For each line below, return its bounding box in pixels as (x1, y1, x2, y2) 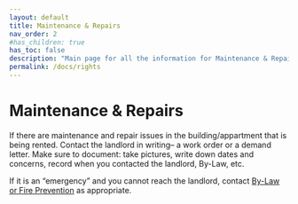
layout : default (9, 12, 69, 22)
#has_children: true (9, 37, 86, 47)
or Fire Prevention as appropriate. (9, 184, 132, 195)
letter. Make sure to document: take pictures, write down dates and (9, 148, 255, 160)
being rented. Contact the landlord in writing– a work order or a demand (9, 139, 272, 150)
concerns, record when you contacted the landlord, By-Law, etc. (9, 158, 245, 169)
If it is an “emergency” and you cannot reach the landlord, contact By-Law (9, 175, 280, 186)
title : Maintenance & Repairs (9, 21, 122, 30)
